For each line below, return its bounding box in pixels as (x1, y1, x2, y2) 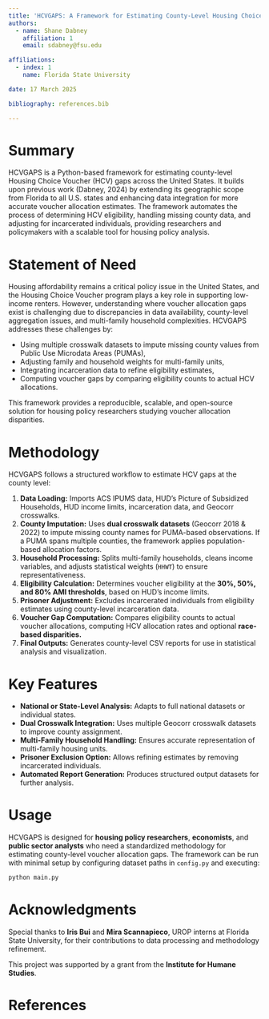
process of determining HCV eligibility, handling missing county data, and (8, 210, 251, 220)
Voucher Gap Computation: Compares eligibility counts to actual (19, 613, 235, 622)
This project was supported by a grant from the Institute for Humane (8, 960, 236, 969)
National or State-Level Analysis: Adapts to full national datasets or (19, 702, 246, 711)
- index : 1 (15, 63, 52, 72)
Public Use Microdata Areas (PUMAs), (19, 348, 147, 358)
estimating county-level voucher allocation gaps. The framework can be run (8, 850, 259, 860)
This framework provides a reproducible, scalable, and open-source (8, 398, 234, 408)
